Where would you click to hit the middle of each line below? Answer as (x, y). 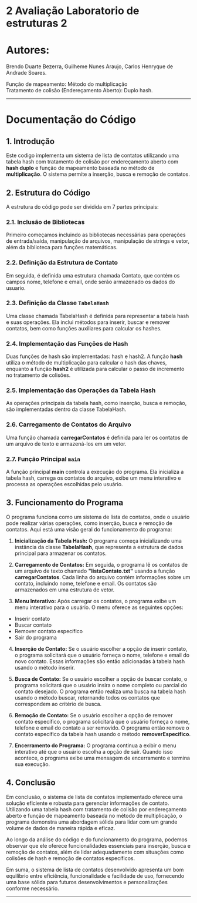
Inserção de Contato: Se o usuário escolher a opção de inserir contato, (101, 648)
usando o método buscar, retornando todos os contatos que (87, 697)
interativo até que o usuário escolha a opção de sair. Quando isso (94, 751)
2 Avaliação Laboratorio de (73, 11)
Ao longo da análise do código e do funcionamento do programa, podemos (97, 840)
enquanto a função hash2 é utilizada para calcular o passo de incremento (95, 369)
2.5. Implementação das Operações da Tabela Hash (81, 390)
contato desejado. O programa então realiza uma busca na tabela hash (100, 691)
